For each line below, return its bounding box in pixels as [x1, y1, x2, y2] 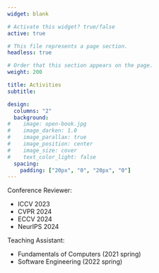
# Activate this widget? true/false [7, 23, 115, 30]
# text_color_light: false [7, 153, 97, 160]
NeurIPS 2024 [17, 223, 59, 231]
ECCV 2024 [17, 215, 52, 223]
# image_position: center [7, 140, 93, 147]
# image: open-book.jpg [7, 121, 87, 128]
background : [13, 114, 49, 121]
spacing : [13, 160, 40, 167]
